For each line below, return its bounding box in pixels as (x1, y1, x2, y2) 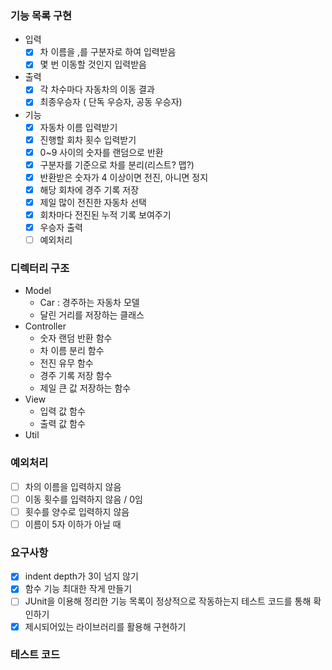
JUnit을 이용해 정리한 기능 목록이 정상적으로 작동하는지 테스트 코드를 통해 (24, 595, 312, 607)
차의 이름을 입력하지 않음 (24, 480, 122, 492)
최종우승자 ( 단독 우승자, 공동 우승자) (39, 96, 183, 108)
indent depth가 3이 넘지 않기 (24, 570, 139, 582)
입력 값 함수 (39, 405, 86, 417)
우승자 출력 (39, 222, 83, 234)
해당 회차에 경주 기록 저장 (39, 183, 140, 196)
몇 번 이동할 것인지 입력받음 (39, 58, 147, 71)
